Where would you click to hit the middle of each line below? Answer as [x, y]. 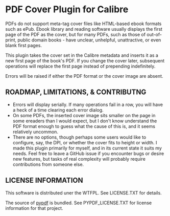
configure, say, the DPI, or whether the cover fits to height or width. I [85, 142]
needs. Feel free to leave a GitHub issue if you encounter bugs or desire [88, 153]
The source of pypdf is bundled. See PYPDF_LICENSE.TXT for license [79, 203]
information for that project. [34, 208]
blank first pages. [24, 45]
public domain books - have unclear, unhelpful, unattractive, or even [89, 40]
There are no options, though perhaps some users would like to [79, 137]
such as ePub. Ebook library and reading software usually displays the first [84, 29]
